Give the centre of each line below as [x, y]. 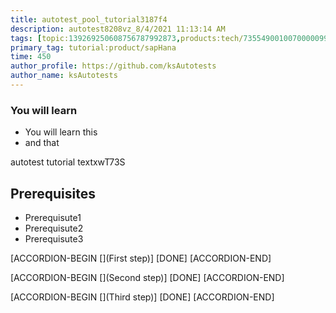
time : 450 [31, 57]
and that [42, 143]
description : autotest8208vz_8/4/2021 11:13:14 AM [118, 29]
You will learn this [61, 132]
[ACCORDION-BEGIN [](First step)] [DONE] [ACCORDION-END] [141, 258]
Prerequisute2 [54, 228]
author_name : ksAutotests [64, 76]
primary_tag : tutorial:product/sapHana [93, 47]
